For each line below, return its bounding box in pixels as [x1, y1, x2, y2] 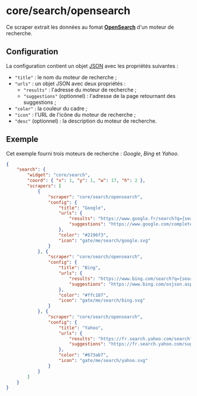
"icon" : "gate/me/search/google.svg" [58, 238, 151, 243]
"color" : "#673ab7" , [58, 352, 109, 358]
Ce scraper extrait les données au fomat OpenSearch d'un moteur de [6, 23, 174, 31]
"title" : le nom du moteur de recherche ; [14, 73, 117, 80]
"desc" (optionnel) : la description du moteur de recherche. [14, 117, 157, 124]
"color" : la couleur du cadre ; [14, 104, 88, 112]
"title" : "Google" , [58, 205, 107, 211]
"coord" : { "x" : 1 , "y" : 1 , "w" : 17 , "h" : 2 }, [27, 178, 145, 184]
